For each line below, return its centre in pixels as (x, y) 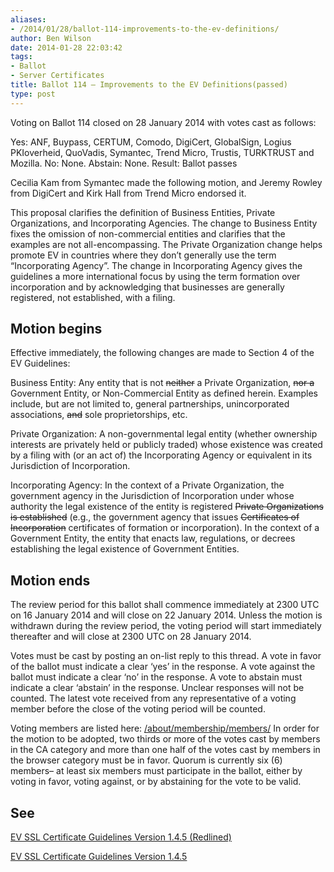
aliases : (28, 19)
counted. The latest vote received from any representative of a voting (153, 698)
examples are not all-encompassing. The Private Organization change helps (166, 244)
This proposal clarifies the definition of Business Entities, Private (143, 212)
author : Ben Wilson (51, 38)
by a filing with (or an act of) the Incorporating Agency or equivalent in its (161, 455)
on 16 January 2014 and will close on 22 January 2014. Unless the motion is (166, 615)
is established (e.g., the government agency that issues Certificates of (155, 517)
